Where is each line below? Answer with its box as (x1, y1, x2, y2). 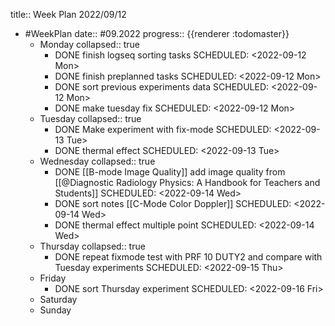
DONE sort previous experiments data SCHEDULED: (54, 81, 270, 93)
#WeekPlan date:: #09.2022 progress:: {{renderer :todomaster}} (24, 28, 290, 39)
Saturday (39, 294, 78, 305)
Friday (39, 272, 67, 284)
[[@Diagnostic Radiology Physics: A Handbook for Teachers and (54, 177, 321, 188)
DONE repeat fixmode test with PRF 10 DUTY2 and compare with (54, 251, 323, 263)
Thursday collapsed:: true (39, 240, 146, 252)
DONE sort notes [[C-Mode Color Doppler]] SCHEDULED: (54, 198, 292, 209)
